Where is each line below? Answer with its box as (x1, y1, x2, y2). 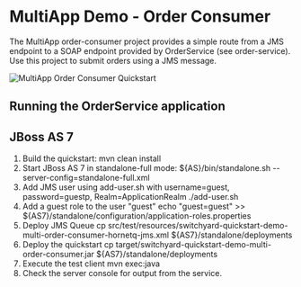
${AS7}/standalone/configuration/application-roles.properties (22, 211, 252, 221)
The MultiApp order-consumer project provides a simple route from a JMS (9, 36, 285, 47)
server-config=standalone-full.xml (22, 173, 150, 184)
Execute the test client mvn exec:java (22, 258, 160, 269)
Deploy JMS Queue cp (22, 220, 106, 231)
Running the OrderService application (9, 99, 226, 114)
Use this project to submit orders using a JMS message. (9, 55, 217, 66)
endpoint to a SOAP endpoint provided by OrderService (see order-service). (9, 45, 291, 56)
